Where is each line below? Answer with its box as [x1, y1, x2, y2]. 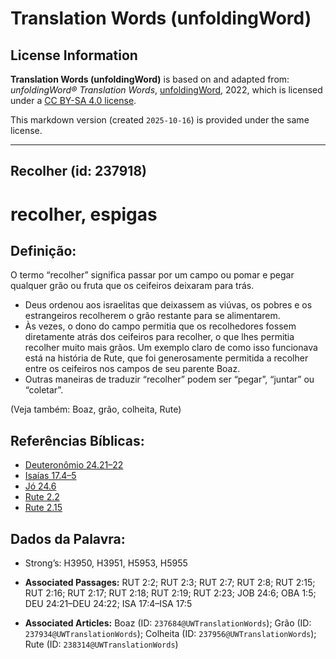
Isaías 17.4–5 [24, 470, 77, 482]
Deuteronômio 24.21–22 [24, 459, 124, 471]
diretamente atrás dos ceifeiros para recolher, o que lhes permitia [24, 331, 295, 343]
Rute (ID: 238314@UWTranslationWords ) [24, 638, 179, 651]
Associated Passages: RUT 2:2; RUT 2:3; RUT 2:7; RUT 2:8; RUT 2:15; [24, 577, 316, 589]
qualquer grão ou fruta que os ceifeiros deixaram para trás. [10, 280, 255, 292]
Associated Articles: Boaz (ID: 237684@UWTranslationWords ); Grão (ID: [24, 617, 312, 629]
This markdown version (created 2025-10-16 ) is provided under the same [10, 114, 310, 126]
